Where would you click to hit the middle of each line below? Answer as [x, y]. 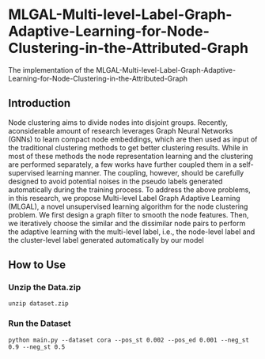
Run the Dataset [40, 323]
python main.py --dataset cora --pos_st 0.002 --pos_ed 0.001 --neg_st [129, 340]
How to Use [37, 265]
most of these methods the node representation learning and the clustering [131, 156]
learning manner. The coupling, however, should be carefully [145, 172]
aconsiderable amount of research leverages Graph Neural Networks [121, 130]
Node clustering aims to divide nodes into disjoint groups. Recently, [118, 122]
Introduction [40, 103]
